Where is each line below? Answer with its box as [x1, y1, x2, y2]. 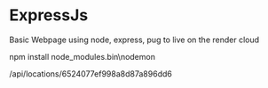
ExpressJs [9, 5, 89, 26]
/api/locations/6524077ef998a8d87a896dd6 [9, 68, 173, 79]
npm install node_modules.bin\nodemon [9, 51, 155, 62]
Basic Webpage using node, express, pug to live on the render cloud [9, 34, 260, 45]
